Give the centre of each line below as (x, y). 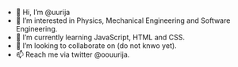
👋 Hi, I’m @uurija (43, 12)
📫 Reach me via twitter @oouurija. (73, 54)
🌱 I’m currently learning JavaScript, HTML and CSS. (100, 37)
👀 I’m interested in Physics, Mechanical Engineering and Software (123, 20)
